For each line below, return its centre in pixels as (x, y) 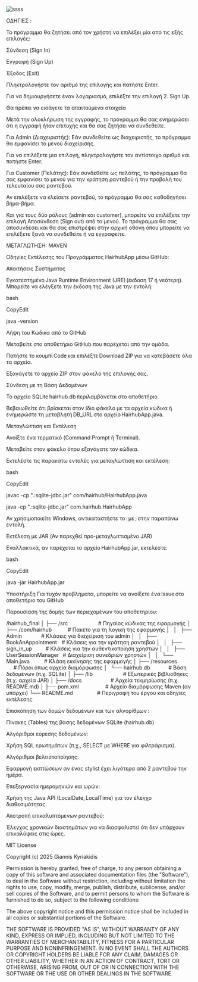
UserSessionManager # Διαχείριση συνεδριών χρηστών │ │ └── (90, 655)
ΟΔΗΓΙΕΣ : (19, 21)
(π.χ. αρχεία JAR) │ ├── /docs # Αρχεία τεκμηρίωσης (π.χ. (93, 680)
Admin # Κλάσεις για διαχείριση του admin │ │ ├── (82, 636)
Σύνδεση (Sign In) (28, 50)
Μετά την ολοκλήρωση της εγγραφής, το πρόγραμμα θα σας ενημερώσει (98, 119)
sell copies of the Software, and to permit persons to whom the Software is (98, 894)
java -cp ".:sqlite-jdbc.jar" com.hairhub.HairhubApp (69, 507)
